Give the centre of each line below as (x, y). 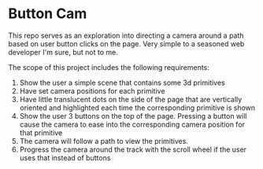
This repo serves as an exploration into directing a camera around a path (126, 35)
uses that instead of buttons (65, 157)
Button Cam (48, 14)
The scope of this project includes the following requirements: (109, 67)
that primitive (41, 132)
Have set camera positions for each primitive (92, 90)
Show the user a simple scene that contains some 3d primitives (122, 83)
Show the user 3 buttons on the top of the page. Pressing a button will (133, 116)
